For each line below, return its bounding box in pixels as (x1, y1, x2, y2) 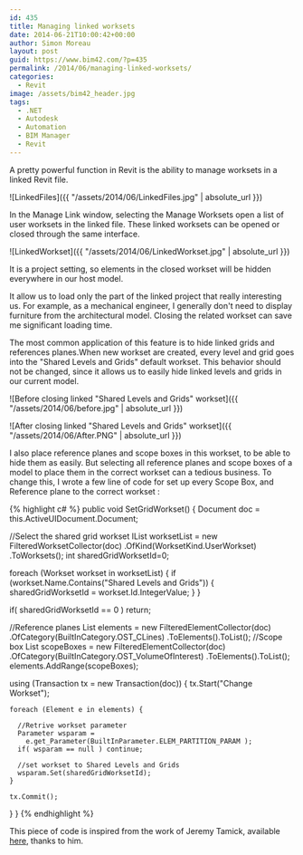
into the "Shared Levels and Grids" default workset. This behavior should (9, 356, 282, 367)
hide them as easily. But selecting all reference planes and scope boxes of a (9, 456, 293, 467)
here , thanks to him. (9, 835, 84, 846)
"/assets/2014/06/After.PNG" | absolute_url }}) (9, 429, 183, 440)
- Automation (17, 123, 67, 132)
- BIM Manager (17, 131, 71, 140)
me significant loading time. (9, 319, 113, 331)
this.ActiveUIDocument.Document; (9, 513, 138, 524)
